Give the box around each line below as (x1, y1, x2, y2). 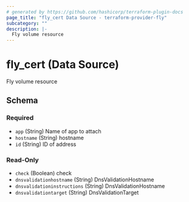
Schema (6, 96, 38, 106)
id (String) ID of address (15, 141, 77, 148)
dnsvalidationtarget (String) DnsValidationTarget (15, 189, 139, 197)
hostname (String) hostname (15, 134, 84, 141)
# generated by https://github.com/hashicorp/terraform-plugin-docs (6, 9, 184, 15)
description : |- (6, 26, 47, 32)
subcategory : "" (6, 20, 47, 26)
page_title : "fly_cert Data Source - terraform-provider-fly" (6, 15, 167, 21)
